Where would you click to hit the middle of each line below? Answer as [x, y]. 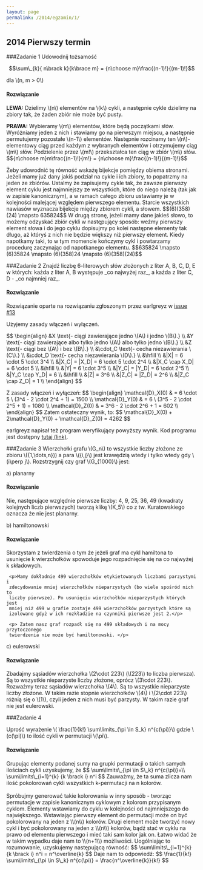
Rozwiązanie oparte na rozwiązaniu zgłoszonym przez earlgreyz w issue [97, 306]
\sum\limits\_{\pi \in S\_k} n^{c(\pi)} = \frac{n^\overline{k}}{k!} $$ [88, 860]
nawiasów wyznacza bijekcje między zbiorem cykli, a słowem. [84, 209]
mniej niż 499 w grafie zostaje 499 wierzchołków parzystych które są [100, 609]
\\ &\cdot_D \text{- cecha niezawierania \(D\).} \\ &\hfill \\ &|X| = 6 [102, 355]
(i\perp [15, 461]
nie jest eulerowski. [30, 706]
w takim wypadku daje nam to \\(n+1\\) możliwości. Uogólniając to [88, 841]
